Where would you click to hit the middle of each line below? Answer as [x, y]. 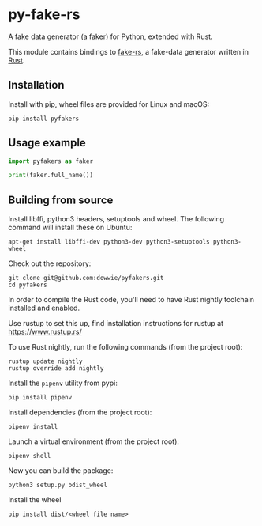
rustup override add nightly [56, 369]
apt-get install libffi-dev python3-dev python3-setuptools [109, 242]
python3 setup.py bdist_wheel [58, 485]
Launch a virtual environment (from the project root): [94, 441]
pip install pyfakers [44, 119]
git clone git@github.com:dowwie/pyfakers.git [86, 278]
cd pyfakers [28, 285]
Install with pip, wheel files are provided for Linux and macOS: [109, 104]
